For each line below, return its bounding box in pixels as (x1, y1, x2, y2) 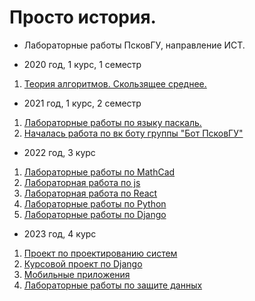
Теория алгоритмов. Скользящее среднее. (23, 77, 207, 90)
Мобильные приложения (23, 268, 131, 280)
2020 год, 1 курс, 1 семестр (23, 58, 142, 70)
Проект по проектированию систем (23, 247, 178, 259)
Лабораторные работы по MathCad (23, 166, 176, 178)
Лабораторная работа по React (23, 187, 158, 199)
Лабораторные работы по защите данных (23, 279, 203, 291)
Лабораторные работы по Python (23, 197, 167, 210)
